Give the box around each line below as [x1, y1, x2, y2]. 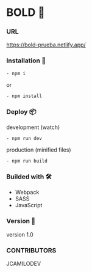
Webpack [15, 189, 40, 196]
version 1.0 [6, 230, 34, 238]
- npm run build [6, 158, 48, 164]
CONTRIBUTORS [6, 246, 57, 254]
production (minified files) [6, 146, 71, 153]
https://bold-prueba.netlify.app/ [6, 41, 87, 48]
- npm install [6, 93, 43, 99]
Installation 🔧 [6, 56, 46, 65]
